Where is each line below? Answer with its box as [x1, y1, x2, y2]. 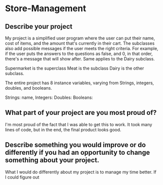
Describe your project [5, 22, 72, 31]
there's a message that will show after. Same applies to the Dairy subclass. [5, 56, 155, 61]
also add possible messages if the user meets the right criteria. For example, [5, 46, 159, 51]
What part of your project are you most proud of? [5, 109, 157, 117]
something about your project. [5, 156, 100, 165]
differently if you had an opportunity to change [5, 148, 150, 157]
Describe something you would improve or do [5, 141, 146, 149]
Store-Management [5, 3, 87, 14]
